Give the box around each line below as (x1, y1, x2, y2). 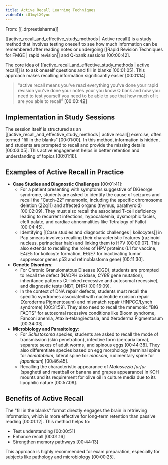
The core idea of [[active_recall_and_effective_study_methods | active (5, 62, 150, 68)
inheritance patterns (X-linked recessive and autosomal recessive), (20, 278, 159, 284)
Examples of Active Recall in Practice (5, 168, 124, 176)
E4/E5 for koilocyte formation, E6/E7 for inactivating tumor (20, 251, 141, 257)
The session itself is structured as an (5, 126, 81, 132)
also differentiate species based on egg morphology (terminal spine (20, 347, 161, 353)
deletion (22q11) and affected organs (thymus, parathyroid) (20, 202, 142, 209)
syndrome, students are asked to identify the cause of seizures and (20, 192, 160, 198)
